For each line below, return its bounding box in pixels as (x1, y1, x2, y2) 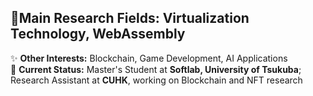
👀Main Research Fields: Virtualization (10, 10, 250, 27)
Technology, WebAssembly (10, 26, 186, 43)
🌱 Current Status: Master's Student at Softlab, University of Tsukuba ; (10, 63, 302, 75)
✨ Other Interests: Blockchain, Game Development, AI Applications (10, 52, 288, 64)
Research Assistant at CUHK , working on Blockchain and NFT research (10, 74, 303, 86)
